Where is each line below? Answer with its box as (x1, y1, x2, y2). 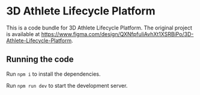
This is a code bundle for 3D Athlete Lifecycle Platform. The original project (6, 24, 192, 31)
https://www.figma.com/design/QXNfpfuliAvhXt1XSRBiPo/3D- (41, 30, 194, 37)
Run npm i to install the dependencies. (6, 70, 101, 78)
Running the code (6, 54, 74, 64)
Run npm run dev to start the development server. (6, 82, 128, 89)
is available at (6, 30, 40, 37)
